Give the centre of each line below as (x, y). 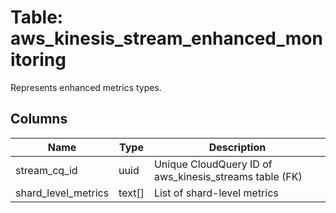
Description (237, 147)
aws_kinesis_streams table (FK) (228, 176)
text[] (131, 193)
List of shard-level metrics (216, 193)
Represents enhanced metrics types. (86, 87)
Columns (39, 119)
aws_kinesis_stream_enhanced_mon (166, 38)
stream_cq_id (46, 170)
